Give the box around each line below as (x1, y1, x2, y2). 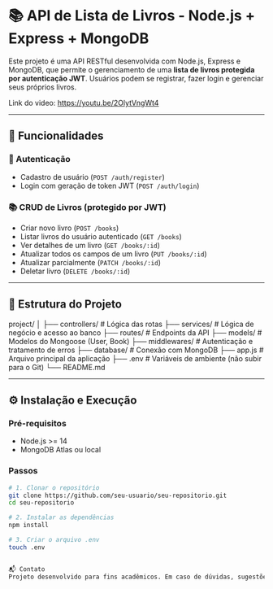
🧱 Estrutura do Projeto (8, 298, 122, 312)
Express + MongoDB (8, 29, 149, 48)
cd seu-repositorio (8, 499, 75, 507)
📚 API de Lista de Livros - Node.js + (8, 7, 256, 25)
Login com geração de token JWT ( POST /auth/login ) (19, 181, 200, 190)
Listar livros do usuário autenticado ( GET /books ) (19, 231, 183, 241)
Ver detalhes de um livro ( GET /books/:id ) (19, 240, 161, 250)
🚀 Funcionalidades (8, 129, 104, 143)
